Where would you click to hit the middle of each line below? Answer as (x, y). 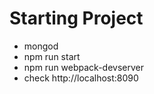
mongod (41, 46)
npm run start (52, 56)
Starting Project (76, 18)
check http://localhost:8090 (81, 78)
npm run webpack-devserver (83, 67)
